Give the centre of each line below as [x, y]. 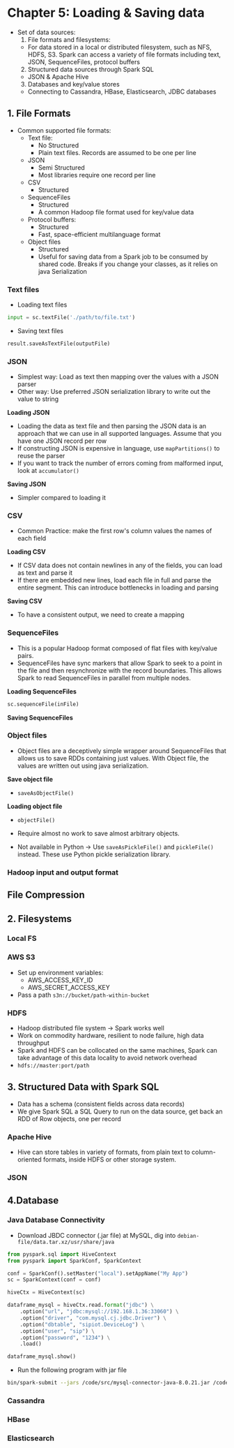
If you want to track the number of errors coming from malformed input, [120, 463]
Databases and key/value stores [73, 84]
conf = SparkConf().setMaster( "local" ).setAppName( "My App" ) [98, 1273]
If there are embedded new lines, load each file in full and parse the [114, 580]
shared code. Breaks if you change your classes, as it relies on [128, 264]
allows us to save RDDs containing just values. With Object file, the [113, 758]
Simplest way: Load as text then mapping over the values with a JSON [118, 377]
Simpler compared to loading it [61, 498]
